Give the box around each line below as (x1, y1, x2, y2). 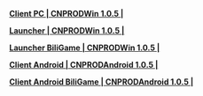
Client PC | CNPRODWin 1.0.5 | (9, 9, 124, 18)
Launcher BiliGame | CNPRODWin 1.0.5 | (9, 42, 160, 53)
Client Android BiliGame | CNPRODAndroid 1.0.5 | (9, 77, 194, 87)
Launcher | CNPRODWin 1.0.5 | (9, 26, 125, 35)
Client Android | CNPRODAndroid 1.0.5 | (9, 60, 159, 70)
